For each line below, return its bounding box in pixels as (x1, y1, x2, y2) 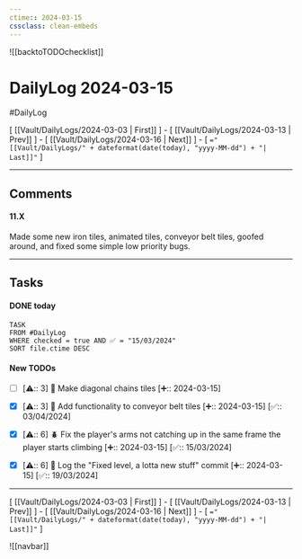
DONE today (9, 300, 57, 311)
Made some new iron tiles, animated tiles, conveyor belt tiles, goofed (9, 231, 264, 243)
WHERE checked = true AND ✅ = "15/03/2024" (9, 336, 177, 345)
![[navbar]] (9, 541, 49, 552)
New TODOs (9, 363, 57, 374)
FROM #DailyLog (9, 328, 67, 337)
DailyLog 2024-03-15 (9, 77, 173, 98)
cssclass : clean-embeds (9, 22, 99, 31)
